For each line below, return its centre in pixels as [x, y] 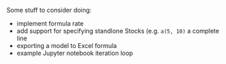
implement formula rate [50, 23]
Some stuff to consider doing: [49, 10]
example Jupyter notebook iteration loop [75, 53]
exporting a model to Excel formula [67, 46]
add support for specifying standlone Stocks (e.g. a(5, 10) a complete [118, 31]
